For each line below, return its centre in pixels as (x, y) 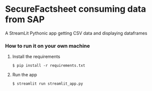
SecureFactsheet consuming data (76, 9)
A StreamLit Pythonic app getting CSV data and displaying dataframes (76, 33)
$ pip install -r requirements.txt (49, 66)
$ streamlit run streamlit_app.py (47, 84)
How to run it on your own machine (47, 46)
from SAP (25, 19)
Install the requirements (36, 57)
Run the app (25, 75)
